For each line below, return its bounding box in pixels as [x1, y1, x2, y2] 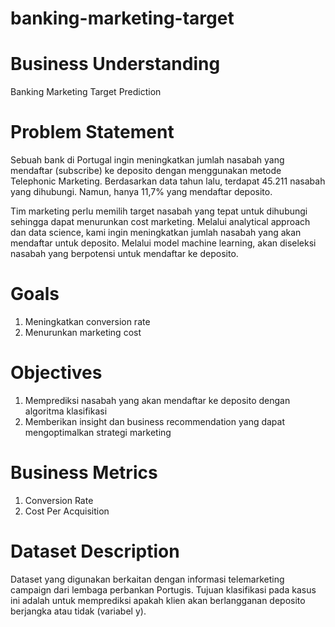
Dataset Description [10, 540, 180, 563]
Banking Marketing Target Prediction [10, 86, 162, 98]
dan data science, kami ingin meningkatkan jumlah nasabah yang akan [10, 227, 302, 239]
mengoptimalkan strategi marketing [24, 426, 172, 438]
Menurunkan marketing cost [24, 327, 142, 338]
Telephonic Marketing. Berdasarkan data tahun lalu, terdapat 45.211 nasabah [10, 175, 326, 187]
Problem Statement [10, 121, 175, 144]
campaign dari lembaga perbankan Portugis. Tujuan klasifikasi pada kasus [10, 583, 317, 596]
